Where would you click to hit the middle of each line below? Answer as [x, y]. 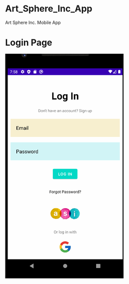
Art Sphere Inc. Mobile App [33, 22]
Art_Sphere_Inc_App [49, 9]
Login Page [29, 43]
